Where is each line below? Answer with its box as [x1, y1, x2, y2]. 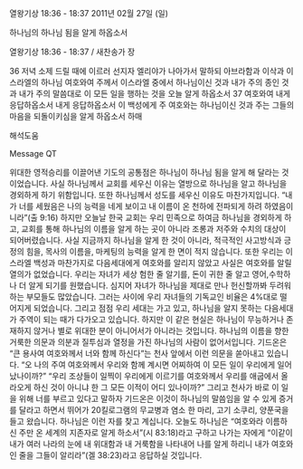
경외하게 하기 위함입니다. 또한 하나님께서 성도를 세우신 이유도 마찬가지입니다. [9, 189, 280, 200]
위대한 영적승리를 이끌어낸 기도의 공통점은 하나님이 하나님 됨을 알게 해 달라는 [9, 167, 280, 177]
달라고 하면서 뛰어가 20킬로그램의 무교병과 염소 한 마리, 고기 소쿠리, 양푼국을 [18, 405, 289, 415]
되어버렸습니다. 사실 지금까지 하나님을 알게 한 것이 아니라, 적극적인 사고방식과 [9, 234, 282, 245]
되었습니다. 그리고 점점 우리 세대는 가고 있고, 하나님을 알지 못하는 [33, 302, 262, 313]
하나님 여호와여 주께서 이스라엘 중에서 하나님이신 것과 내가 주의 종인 [40, 77, 280, 88]
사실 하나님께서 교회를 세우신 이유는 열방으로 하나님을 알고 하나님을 [50, 178, 288, 188]
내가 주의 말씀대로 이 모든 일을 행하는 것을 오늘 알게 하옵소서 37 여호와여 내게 [18, 89, 291, 99]
